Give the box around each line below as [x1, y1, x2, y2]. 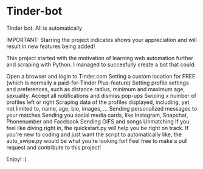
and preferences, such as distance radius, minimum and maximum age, [6, 85, 185, 92]
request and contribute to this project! [6, 143, 101, 151]
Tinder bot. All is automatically [6, 24, 83, 32]
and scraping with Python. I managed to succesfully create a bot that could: [6, 61, 196, 68]
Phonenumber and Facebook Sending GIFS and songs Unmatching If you [6, 117, 190, 125]
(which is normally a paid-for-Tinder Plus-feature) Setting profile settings [6, 79, 190, 86]
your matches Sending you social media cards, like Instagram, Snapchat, [6, 111, 188, 119]
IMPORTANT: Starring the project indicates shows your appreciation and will [6, 36, 198, 43]
